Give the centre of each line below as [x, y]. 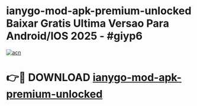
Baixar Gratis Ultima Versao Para [88, 23]
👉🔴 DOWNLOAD [48, 78]
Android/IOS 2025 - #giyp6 [75, 36]
